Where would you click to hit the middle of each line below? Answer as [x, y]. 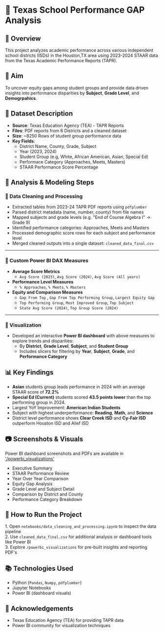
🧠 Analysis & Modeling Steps [50, 182]
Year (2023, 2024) [38, 151]
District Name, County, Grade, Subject [58, 146]
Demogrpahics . [21, 98]
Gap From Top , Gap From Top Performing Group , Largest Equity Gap [87, 297]
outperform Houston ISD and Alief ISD [50, 423]
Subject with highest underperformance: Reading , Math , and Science [82, 413]
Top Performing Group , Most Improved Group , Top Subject [77, 303]
